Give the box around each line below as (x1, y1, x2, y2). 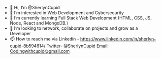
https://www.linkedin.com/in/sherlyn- (80, 36, 156, 41)
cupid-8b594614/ (9, 43, 46, 49)
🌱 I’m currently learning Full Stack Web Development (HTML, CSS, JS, (9, 15, 152, 20)
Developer (9, 31, 31, 36)
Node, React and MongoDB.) (9, 20, 68, 26)
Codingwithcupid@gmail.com (9, 48, 70, 54)
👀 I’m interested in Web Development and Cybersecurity (9, 10, 124, 16)
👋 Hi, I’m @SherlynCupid (9, 5, 60, 10)
